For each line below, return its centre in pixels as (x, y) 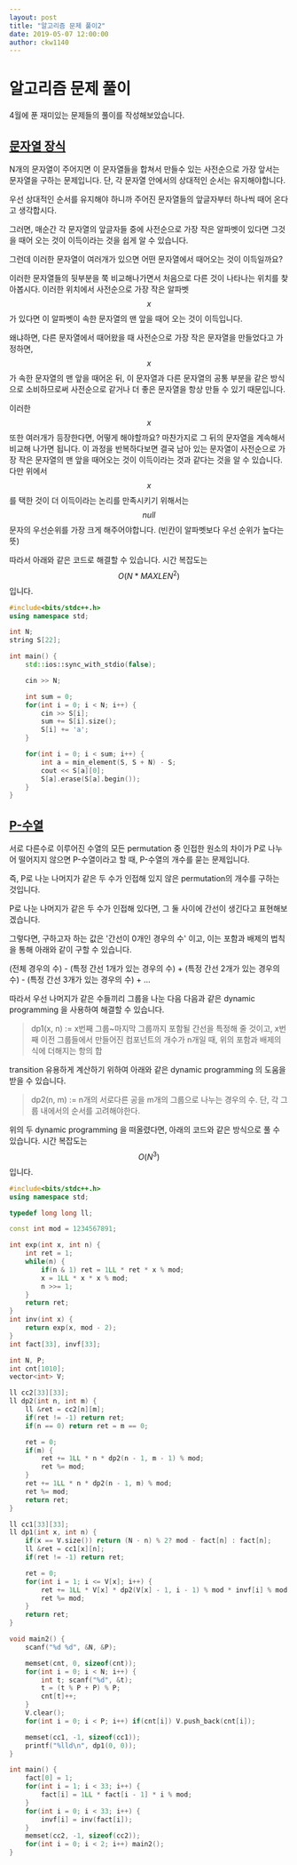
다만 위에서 (28, 471)
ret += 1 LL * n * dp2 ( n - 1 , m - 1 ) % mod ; (123, 1459)
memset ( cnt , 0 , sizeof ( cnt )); (81, 1663)
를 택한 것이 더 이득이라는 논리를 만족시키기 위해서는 (99, 500)
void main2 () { (37, 1639)
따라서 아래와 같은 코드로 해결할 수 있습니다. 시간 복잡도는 (109, 560)
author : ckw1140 (39, 42)
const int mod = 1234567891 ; (63, 1229)
